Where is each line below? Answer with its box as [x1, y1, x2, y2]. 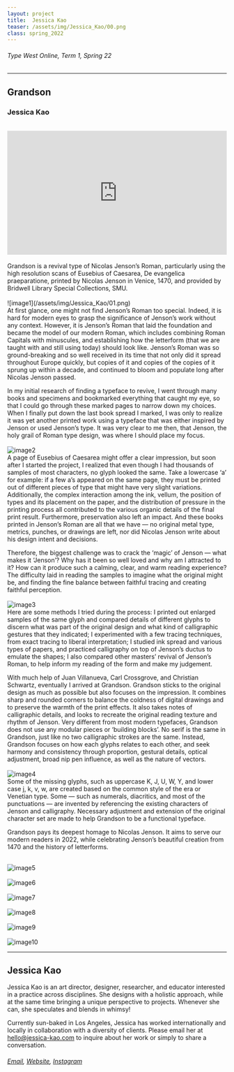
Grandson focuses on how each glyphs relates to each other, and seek [7, 740, 210, 748]
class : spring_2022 [7, 29, 64, 37]
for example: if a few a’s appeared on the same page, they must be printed [7, 476, 221, 484]
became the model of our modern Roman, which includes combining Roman [7, 328, 226, 337]
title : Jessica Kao [7, 17, 68, 24]
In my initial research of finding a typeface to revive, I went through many [7, 386, 217, 395]
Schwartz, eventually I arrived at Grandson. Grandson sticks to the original [7, 680, 221, 689]
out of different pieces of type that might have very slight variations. [7, 483, 203, 491]
